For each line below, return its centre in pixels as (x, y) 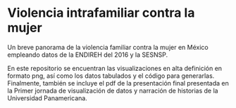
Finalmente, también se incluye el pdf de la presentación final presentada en (118, 83)
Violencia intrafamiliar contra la (101, 13)
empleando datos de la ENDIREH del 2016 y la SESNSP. (87, 55)
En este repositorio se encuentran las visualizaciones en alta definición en (115, 68)
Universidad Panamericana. (48, 98)
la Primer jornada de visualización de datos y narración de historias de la (113, 90)
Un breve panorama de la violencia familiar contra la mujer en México (108, 47)
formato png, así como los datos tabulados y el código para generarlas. (111, 76)
